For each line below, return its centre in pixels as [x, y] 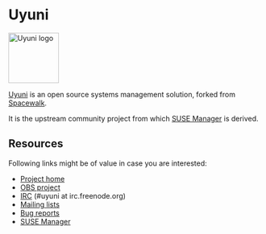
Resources [36, 144]
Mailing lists [40, 204]
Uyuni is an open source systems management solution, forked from [122, 94]
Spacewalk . [27, 103]
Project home [42, 179]
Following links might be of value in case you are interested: [108, 163]
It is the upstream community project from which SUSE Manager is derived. [134, 118]
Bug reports [40, 213]
